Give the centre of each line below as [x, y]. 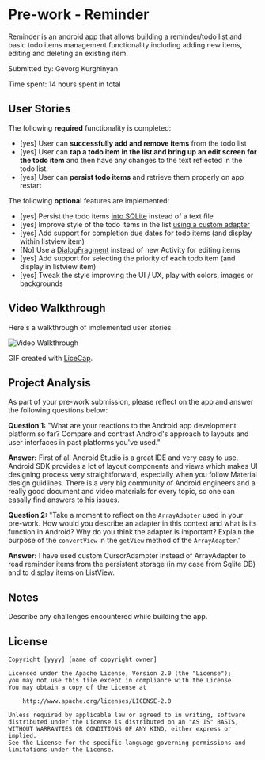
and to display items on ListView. [61, 572]
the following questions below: [58, 410]
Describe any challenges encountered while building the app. [108, 617]
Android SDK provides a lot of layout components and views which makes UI [133, 466]
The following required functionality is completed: [90, 127]
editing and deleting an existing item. [68, 53]
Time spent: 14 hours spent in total [64, 84]
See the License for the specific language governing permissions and [127, 743]
